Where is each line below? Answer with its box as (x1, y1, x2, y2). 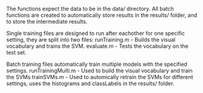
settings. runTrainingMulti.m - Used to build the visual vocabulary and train (6, 67, 193, 74)
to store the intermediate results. (6, 18, 88, 25)
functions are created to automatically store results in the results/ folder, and (6, 11, 198, 19)
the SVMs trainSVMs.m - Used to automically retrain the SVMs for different (6, 74, 193, 80)
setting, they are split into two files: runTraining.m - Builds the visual (6, 36, 176, 43)
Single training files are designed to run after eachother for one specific (6, 30, 185, 37)
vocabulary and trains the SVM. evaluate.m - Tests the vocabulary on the (6, 42, 189, 50)
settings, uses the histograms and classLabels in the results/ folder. (6, 80, 175, 87)
